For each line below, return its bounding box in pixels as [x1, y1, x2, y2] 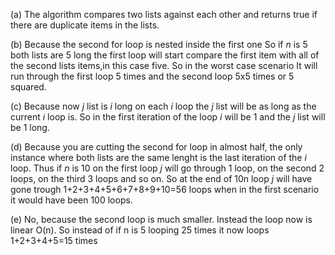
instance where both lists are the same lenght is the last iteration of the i [10, 152, 307, 163]
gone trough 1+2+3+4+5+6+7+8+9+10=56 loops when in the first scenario [10, 184, 320, 195]
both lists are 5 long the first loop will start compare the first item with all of [10, 49, 320, 61]
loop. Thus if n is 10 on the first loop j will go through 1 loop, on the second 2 [10, 162, 325, 174]
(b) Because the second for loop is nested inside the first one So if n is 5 [10, 39, 308, 50]
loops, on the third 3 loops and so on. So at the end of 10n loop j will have [10, 173, 313, 184]
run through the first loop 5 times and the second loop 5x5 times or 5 [10, 70, 295, 82]
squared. [10, 81, 47, 93]
